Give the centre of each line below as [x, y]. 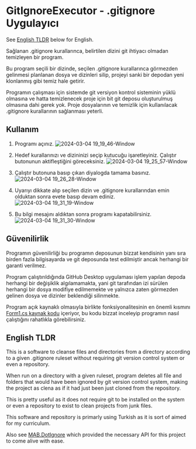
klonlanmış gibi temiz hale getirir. [46, 81]
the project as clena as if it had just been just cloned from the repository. [94, 388]
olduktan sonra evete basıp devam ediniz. [65, 196]
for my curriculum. [28, 423]
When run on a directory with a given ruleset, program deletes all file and [94, 376]
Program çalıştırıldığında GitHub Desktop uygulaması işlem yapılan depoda [96, 276]
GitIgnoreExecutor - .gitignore [80, 11]
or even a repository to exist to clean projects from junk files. [79, 406]
